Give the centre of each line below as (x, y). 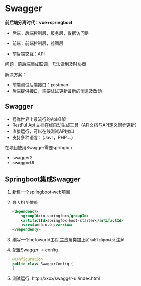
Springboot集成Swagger (43, 179)
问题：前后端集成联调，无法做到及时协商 (45, 64)
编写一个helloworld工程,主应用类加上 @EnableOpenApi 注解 (68, 239)
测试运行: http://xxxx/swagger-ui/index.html (56, 278)
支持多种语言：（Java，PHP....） (44, 137)
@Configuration (27, 259)
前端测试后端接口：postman (40, 85)
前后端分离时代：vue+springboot (39, 22)
